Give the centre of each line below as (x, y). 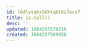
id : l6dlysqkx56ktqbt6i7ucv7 (43, 12)
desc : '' (17, 23)
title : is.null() (28, 18)
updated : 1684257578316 (37, 29)
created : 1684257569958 (37, 35)
